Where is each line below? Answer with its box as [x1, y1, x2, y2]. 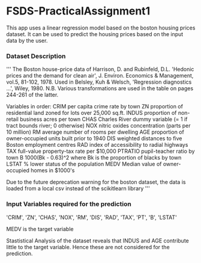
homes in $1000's [31, 167, 75, 174]
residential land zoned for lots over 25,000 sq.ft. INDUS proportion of [6, 110, 177, 117]
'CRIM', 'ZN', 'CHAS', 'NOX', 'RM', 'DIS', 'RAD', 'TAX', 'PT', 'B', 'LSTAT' [6, 214, 177, 221]
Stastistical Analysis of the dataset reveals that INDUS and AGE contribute [6, 237, 189, 244]
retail [6, 116, 19, 123]
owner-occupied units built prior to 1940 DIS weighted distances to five [6, 135, 182, 142]
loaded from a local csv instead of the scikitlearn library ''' [6, 185, 150, 192]
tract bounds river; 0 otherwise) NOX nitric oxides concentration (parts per [6, 122, 191, 129]
